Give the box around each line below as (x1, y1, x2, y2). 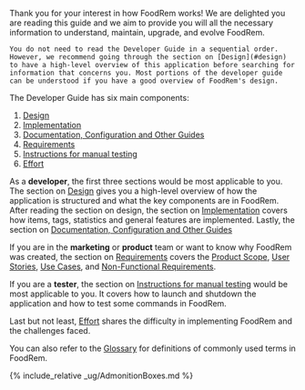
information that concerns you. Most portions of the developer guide (9, 68, 283, 77)
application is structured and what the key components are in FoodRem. (9, 195, 280, 205)
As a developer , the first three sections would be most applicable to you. (9, 176, 283, 186)
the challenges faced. (9, 325, 91, 335)
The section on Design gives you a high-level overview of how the (9, 185, 258, 196)
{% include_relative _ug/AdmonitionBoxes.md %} (9, 370, 194, 381)
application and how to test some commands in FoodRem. (9, 298, 228, 308)
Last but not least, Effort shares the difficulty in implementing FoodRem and (9, 315, 293, 326)
